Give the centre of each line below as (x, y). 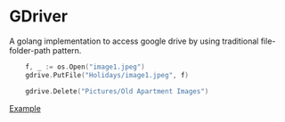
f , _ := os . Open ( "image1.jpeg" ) (85, 67)
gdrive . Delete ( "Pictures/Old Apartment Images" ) (117, 91)
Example (25, 108)
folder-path (30, 50)
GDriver (39, 16)
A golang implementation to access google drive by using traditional (134, 41)
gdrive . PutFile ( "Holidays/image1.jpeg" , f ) (107, 75)
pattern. (67, 50)
